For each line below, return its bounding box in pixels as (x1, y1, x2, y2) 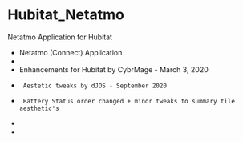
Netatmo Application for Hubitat (7, 32, 113, 42)
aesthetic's (18, 104, 59, 112)
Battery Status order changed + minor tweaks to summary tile (22, 97, 236, 105)
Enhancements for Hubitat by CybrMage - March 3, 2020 (18, 64, 209, 74)
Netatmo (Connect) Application (18, 47, 123, 57)
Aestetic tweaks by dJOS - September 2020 (22, 82, 168, 90)
